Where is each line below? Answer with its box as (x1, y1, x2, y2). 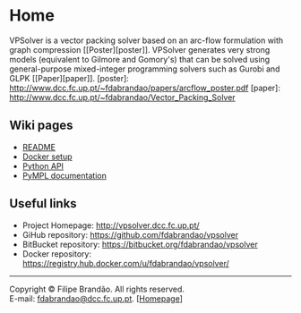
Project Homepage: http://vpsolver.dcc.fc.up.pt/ (21, 220, 200, 231)
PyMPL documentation (21, 170, 107, 181)
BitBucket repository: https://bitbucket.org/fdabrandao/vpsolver (21, 239, 258, 250)
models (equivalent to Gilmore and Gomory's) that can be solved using (9, 54, 271, 64)
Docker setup (21, 151, 73, 162)
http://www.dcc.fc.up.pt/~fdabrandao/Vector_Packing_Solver (9, 91, 236, 103)
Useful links (9, 196, 78, 211)
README (21, 141, 56, 152)
